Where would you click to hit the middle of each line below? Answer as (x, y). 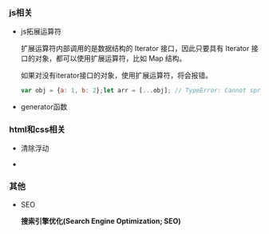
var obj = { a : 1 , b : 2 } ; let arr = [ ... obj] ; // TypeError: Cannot (133, 91)
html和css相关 (38, 129)
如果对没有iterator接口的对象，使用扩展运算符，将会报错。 (117, 75)
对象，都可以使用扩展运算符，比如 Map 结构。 (111, 58)
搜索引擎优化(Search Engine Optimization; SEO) (101, 220)
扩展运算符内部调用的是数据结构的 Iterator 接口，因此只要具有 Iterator (135, 49)
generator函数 (44, 107)
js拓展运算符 (41, 32)
